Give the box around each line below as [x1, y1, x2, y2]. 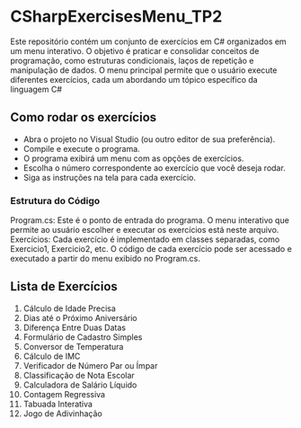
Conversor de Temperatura [22, 341, 124, 352]
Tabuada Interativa [22, 398, 93, 409]
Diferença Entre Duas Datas [22, 322, 127, 333]
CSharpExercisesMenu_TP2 [10, 6, 223, 27]
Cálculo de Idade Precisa [22, 303, 116, 314]
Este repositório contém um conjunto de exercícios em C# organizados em [10, 36, 287, 47]
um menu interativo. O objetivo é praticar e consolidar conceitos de [10, 45, 260, 56]
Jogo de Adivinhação [22, 407, 102, 419]
